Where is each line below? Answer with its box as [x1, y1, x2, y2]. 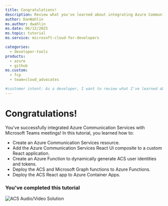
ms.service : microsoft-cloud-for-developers [5, 36, 99, 41]
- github [9, 63, 28, 68]
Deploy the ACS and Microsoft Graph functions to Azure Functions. [12, 166, 151, 172]
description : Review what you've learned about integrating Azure [5, 12, 146, 17]
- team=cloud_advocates [9, 77, 59, 82]
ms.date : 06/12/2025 [5, 26, 48, 31]
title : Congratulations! [5, 7, 57, 13]
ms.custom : [5, 68, 28, 73]
